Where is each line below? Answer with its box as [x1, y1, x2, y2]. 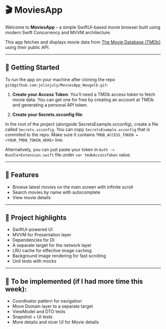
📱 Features [5, 171, 39, 179]
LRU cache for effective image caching [12, 248, 92, 254]
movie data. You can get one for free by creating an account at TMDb [12, 97, 154, 103]
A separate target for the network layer [12, 242, 92, 248]
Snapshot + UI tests [12, 314, 53, 320]
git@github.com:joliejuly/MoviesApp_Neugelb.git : [5, 82, 109, 88]
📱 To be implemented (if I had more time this [5, 277, 143, 285]
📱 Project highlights [5, 213, 67, 221]
